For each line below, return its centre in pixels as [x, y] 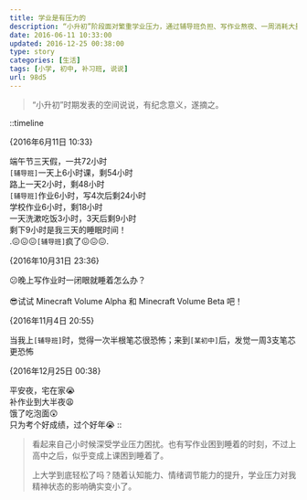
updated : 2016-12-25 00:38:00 [67, 43]
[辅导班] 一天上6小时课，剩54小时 [72, 172]
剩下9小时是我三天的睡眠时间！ [68, 229]
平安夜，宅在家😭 [42, 390]
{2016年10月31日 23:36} [55, 261]
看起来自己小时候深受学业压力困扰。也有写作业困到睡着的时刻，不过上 [164, 443]
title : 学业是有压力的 [48, 18]
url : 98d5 [28, 78]
